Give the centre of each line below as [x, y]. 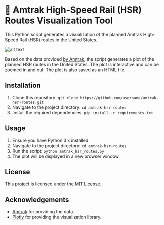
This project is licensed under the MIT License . [53, 184]
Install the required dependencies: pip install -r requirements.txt [83, 112]
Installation [23, 86]
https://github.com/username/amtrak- [119, 98]
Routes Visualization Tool [59, 21]
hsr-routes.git [28, 102]
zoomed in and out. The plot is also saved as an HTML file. [65, 70]
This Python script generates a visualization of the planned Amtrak [74, 34]
